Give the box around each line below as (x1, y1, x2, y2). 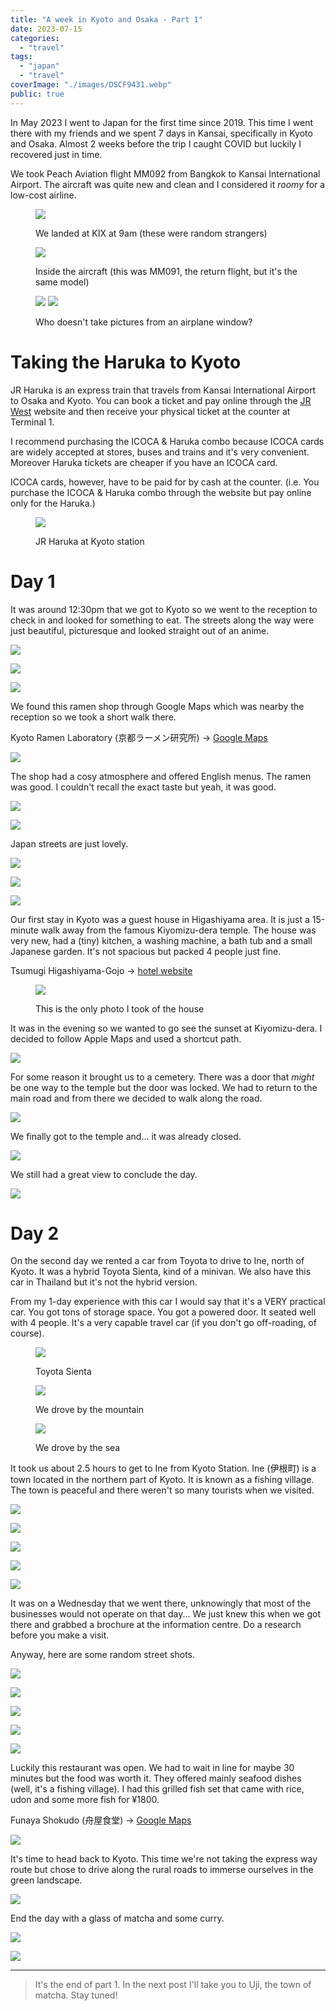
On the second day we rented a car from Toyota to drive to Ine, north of (10, 1255, 305, 1267)
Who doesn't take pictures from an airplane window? (35, 316, 253, 328)
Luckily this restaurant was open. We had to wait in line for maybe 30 (10, 1762, 295, 1774)
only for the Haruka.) (10, 497, 96, 509)
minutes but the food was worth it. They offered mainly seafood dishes (10, 1772, 302, 1785)
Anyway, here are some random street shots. (10, 1649, 196, 1661)
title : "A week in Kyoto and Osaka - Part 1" (10, 14, 203, 25)
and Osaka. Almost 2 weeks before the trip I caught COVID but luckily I (10, 137, 302, 150)
